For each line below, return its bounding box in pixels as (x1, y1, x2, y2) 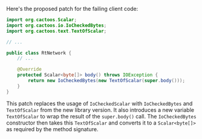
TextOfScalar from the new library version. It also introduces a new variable (6, 106, 195, 114)
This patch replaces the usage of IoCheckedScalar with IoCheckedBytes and (6, 100, 193, 107)
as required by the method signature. (6, 125, 99, 132)
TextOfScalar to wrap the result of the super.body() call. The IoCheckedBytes (6, 112, 197, 120)
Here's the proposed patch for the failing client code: (6, 5, 138, 12)
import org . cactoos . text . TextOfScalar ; (6, 28, 107, 34)
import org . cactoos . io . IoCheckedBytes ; (6, 22, 107, 28)
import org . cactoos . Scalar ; (6, 17, 77, 23)
